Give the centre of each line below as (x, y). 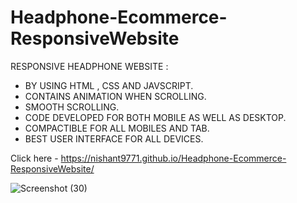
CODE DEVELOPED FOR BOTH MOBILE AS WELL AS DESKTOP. (155, 117)
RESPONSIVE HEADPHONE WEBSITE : (89, 66)
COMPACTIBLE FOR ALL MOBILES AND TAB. (117, 128)
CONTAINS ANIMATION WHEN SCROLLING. (115, 96)
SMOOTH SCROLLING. (72, 107)
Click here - (34, 158)
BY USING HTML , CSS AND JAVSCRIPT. (109, 85)
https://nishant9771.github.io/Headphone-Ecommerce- (173, 158)
